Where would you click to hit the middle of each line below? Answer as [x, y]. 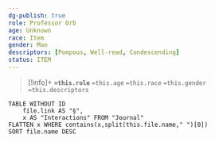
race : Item [26, 38]
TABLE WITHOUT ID [37, 104]
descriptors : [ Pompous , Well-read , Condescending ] [94, 52]
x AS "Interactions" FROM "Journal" [84, 117]
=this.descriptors [58, 90]
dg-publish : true [37, 15]
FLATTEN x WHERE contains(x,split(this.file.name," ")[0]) [108, 125]
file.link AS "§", [53, 111]
